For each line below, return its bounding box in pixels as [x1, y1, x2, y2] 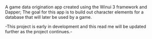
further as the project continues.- [5, 29, 73, 34]
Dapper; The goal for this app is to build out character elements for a [5, 9, 144, 15]
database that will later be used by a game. [5, 14, 92, 20]
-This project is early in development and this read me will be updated [5, 24, 146, 29]
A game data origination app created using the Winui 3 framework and [5, 4, 147, 10]
